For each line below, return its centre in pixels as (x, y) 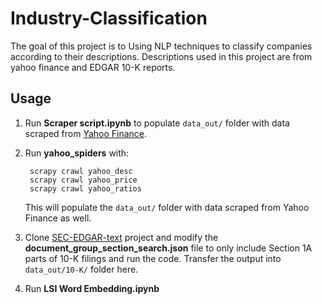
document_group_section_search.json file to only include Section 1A (168, 248)
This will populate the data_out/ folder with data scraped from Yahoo (167, 207)
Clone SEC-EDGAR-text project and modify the (121, 237)
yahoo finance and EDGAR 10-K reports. (93, 67)
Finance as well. (58, 218)
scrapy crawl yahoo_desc (81, 171)
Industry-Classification (109, 18)
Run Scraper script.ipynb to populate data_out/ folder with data (157, 123)
